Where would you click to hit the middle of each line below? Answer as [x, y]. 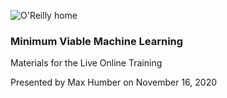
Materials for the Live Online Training [86, 63]
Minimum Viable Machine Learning [97, 41]
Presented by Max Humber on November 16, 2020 [114, 82]
